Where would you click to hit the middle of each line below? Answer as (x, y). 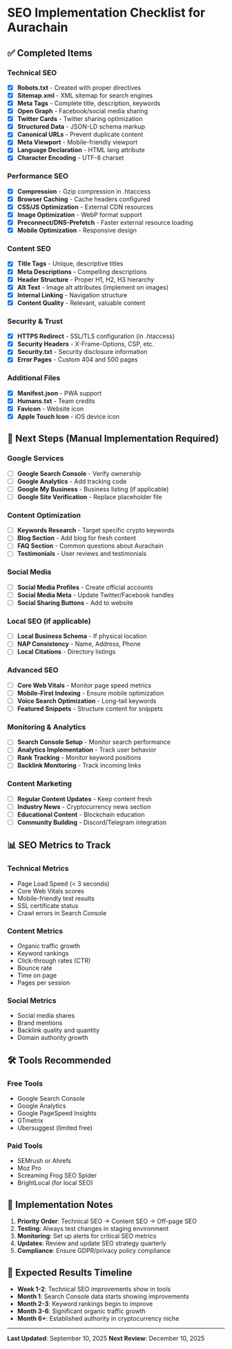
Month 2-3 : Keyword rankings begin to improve (85, 1303)
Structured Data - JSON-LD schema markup (81, 127)
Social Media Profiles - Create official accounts (85, 587)
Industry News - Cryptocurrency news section (84, 806)
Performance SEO (38, 176)
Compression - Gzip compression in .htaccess (84, 191)
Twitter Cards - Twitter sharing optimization (80, 119)
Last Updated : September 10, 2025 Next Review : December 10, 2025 (106, 1338)
